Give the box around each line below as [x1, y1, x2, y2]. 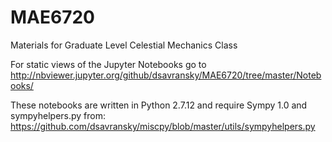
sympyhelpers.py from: [10, 109, 107, 121]
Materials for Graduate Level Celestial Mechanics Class [10, 39, 238, 51]
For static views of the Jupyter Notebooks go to [10, 58, 207, 70]
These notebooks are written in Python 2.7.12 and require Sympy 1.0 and [10, 99, 308, 111]
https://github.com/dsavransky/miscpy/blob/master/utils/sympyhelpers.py [10, 120, 316, 132]
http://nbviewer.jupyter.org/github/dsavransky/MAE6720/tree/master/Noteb [10, 69, 322, 81]
